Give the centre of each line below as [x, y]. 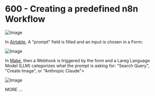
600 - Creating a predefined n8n [72, 9]
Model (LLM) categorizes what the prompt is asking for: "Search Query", [77, 66]
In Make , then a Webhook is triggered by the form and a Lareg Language [77, 60]
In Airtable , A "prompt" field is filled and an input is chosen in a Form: [74, 41]
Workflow [25, 19]
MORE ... [14, 89]
